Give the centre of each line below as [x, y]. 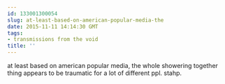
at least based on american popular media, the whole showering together [113, 66]
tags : [15, 33]
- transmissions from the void [53, 40]
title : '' [22, 46]
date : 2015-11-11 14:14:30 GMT [53, 26]
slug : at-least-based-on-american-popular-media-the [86, 20]
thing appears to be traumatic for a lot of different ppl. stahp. [95, 73]
